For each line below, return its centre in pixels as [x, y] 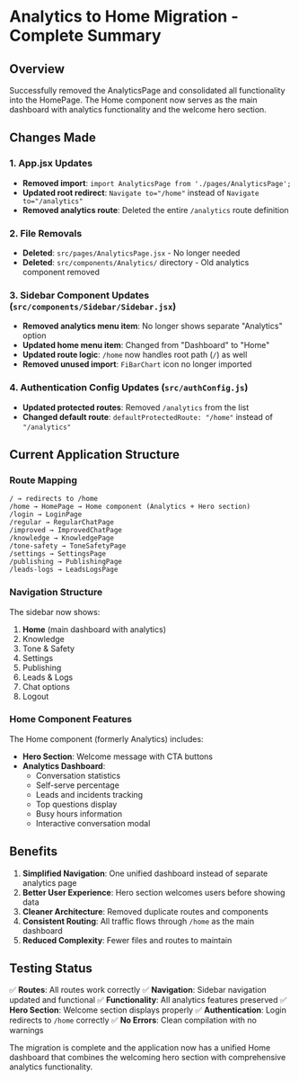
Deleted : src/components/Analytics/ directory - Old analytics [136, 262]
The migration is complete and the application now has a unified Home [140, 1048]
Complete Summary [85, 36]
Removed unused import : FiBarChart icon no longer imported [137, 364]
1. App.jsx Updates [51, 164]
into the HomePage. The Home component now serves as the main [133, 100]
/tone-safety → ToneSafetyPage [68, 546]
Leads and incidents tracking [89, 794]
